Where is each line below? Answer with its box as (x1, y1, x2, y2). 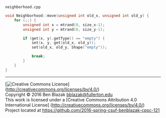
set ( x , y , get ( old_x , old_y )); (31, 40, 96, 45)
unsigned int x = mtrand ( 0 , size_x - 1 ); (23, 22, 105, 27)
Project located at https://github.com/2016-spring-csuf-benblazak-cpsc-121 (5, 107, 160, 113)
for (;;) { (14, 18, 37, 23)
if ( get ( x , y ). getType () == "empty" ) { (23, 36, 105, 41)
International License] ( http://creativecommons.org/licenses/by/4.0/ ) (5, 102, 145, 108)
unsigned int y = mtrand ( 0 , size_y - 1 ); (23, 27, 105, 32)
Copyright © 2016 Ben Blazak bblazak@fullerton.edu (5, 91, 113, 97)
